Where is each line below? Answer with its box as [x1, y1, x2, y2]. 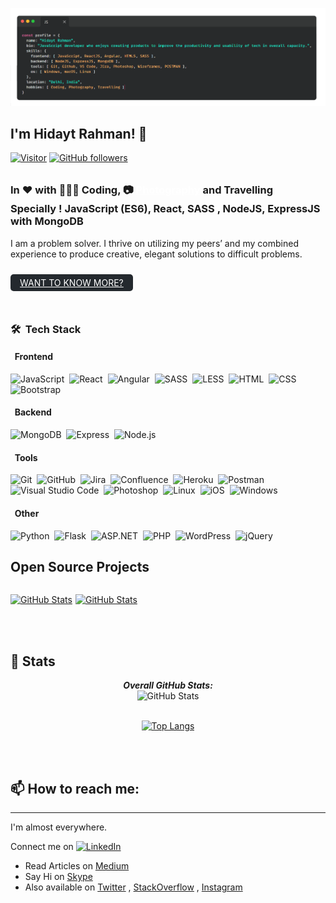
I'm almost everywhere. [10, 821, 108, 833]
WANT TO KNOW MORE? [19, 276, 124, 288]
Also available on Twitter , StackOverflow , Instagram [24, 881, 243, 893]
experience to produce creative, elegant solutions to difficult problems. [10, 248, 303, 260]
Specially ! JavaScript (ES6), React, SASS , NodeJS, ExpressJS [10, 202, 321, 216]
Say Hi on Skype [24, 870, 93, 882]
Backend [14, 406, 52, 418]
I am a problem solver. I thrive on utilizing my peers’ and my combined [10, 237, 299, 249]
